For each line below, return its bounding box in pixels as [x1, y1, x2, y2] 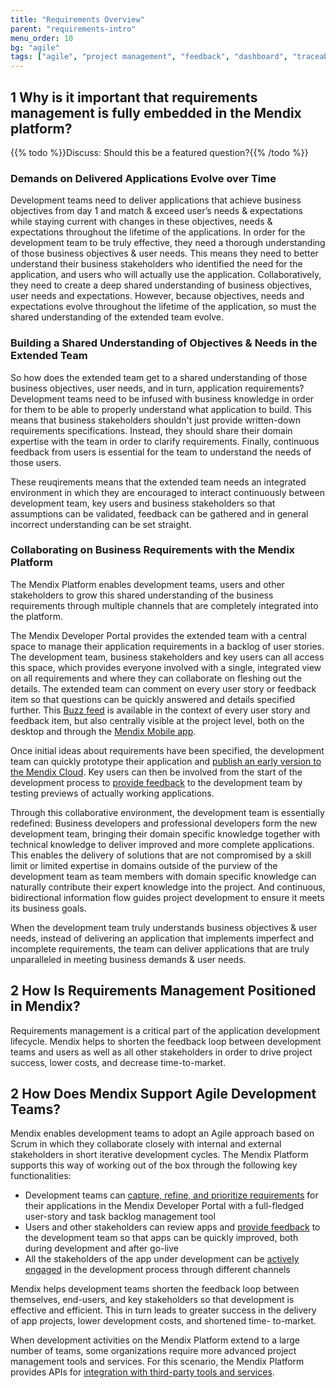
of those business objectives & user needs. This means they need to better [10, 247, 319, 260]
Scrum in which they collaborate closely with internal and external [10, 1138, 282, 1150]
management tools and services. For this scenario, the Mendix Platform [10, 1356, 305, 1368]
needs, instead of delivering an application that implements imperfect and [10, 932, 315, 944]
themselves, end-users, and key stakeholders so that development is [10, 1294, 295, 1306]
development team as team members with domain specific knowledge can [10, 870, 317, 882]
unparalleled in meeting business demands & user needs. [10, 953, 247, 965]
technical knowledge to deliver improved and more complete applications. [10, 838, 315, 850]
